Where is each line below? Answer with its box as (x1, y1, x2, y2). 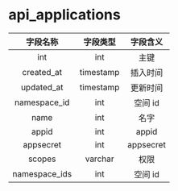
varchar (85, 153, 114, 164)
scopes (27, 153, 56, 164)
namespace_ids (12, 168, 72, 179)
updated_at (20, 81, 64, 93)
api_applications (8, 6, 121, 24)
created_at (22, 66, 63, 77)
